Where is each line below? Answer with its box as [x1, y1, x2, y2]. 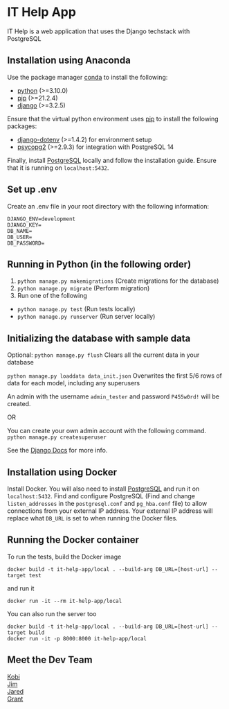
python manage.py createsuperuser [7, 434, 107, 441]
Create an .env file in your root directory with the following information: [7, 202, 210, 210]
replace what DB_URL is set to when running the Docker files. [7, 514, 178, 522]
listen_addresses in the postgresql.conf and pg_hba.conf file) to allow [7, 500, 208, 507]
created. [7, 400, 31, 408]
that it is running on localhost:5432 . [7, 164, 109, 172]
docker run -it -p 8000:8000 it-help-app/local [7, 635, 147, 642]
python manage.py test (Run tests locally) [17, 305, 136, 313]
